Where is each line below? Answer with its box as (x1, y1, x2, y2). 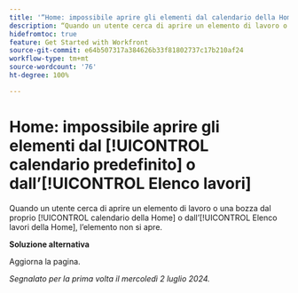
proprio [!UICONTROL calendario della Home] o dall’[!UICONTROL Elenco (9, 212, 278, 223)
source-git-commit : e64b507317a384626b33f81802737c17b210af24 (9, 46, 244, 55)
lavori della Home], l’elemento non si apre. (9, 221, 162, 232)
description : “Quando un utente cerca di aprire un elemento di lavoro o (9, 21, 288, 30)
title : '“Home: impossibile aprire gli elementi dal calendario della (9, 12, 276, 22)
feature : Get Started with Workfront (9, 37, 149, 47)
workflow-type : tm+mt (9, 54, 90, 63)
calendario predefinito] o (9, 154, 197, 174)
